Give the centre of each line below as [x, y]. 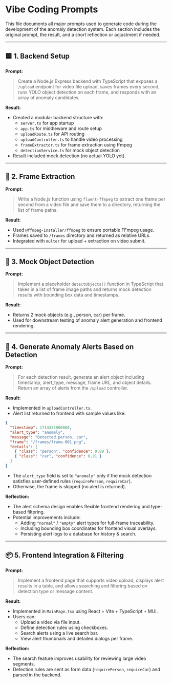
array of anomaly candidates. [49, 97]
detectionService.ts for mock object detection [70, 150]
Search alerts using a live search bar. [59, 633]
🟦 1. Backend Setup [38, 56]
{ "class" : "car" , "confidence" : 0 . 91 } [58, 456]
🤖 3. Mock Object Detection [50, 261]
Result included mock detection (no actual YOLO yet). [69, 156]
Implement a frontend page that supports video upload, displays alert [91, 580]
